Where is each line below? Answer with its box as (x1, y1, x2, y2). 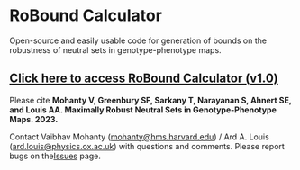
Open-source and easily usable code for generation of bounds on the (9, 35, 268, 46)
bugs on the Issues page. (9, 150, 102, 161)
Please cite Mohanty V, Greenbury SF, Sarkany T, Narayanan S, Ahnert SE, (9, 94, 292, 105)
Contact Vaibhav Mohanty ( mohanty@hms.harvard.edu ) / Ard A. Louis (9, 131, 270, 142)
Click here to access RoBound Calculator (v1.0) (9, 71, 278, 86)
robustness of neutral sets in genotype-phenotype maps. (9, 44, 223, 55)
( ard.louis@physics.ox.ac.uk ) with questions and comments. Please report (9, 140, 286, 151)
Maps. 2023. (9, 113, 59, 124)
